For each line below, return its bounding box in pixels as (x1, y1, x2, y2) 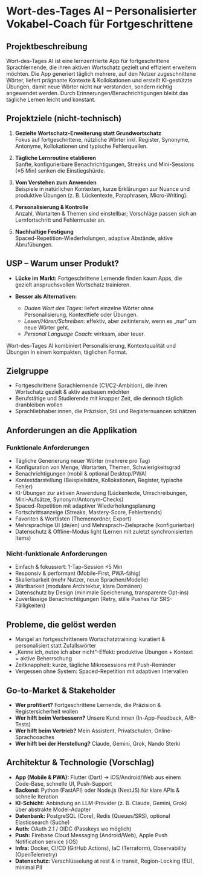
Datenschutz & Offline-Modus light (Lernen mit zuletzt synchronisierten (14, 528, 193, 536)
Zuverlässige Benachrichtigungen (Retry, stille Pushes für (14, 596, 158, 603)
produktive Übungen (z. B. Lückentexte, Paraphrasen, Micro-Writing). (14, 191, 188, 199)
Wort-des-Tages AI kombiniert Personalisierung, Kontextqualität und (6, 342, 176, 349)
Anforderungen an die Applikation (6, 425, 137, 436)
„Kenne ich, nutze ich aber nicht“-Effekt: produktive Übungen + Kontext (14, 648, 193, 655)
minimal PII (14, 863, 43, 871)
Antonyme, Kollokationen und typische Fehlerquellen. (14, 142, 148, 150)
